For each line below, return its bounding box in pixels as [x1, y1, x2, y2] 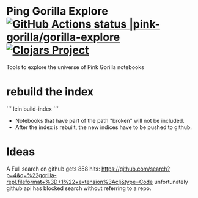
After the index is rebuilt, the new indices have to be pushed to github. [15, 123, 193, 131]
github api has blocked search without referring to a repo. [6, 185, 152, 192]
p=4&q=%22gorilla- [6, 171, 57, 178]
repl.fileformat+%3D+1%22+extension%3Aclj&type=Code [6, 178, 153, 185]
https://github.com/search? [101, 165, 170, 172]
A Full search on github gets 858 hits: [6, 165, 101, 172]
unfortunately [154, 178, 188, 185]
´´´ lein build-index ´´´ [6, 105, 59, 112]
